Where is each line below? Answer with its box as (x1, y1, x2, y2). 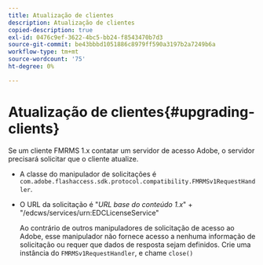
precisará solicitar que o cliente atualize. (8, 154, 139, 163)
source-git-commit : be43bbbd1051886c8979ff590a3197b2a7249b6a (8, 41, 216, 49)
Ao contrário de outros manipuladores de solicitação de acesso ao (19, 223, 235, 232)
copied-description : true (8, 26, 93, 34)
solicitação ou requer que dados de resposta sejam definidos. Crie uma (19, 240, 251, 249)
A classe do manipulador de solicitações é (19, 169, 157, 179)
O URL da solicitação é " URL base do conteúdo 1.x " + (19, 199, 193, 209)
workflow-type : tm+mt (8, 48, 79, 56)
